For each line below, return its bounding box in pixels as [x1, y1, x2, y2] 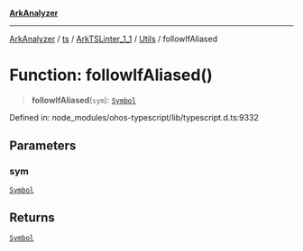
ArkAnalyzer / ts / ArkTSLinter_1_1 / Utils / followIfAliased [9, 33, 218, 44]
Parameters [9, 139, 77, 154]
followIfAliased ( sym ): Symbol [31, 94, 137, 105]
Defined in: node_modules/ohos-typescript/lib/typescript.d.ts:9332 [9, 112, 260, 122]
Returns [9, 211, 56, 226]
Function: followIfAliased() [9, 65, 214, 85]
